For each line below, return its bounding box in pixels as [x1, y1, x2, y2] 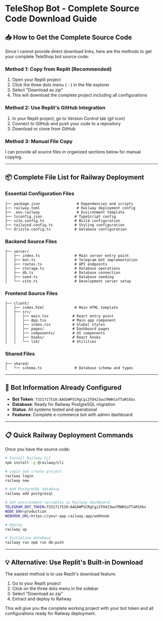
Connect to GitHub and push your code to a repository [12, 120, 121, 126]
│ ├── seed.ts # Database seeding [5, 274, 114, 279]
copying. [5, 154, 23, 160]
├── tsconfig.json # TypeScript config [5, 214, 116, 219]
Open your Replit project [12, 77, 61, 83]
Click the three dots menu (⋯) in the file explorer [12, 82, 110, 88]
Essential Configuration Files [5, 190, 75, 197]
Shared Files [5, 351, 35, 357]
